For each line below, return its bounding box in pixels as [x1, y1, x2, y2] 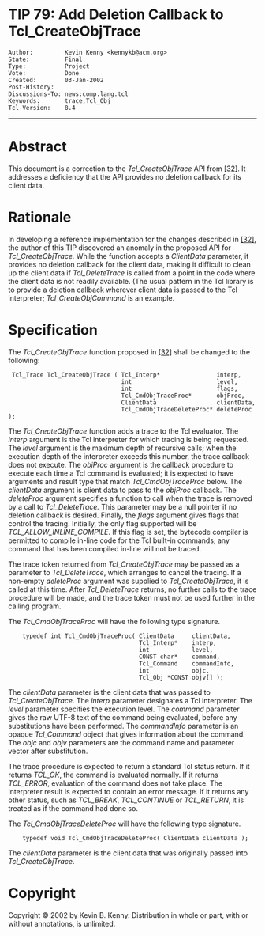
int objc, [138, 666, 211, 674]
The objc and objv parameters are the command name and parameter [8, 737, 235, 747]
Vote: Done [8, 69, 80, 77]
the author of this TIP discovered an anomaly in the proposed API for [8, 243, 231, 252]
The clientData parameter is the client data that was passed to [8, 687, 211, 697]
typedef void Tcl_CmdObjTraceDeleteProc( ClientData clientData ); [22, 834, 248, 842]
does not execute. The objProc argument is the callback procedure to [8, 460, 234, 469]
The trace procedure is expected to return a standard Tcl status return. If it [8, 761, 250, 771]
